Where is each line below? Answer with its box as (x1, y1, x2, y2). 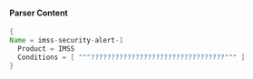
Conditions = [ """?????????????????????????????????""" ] (17, 53, 246, 62)
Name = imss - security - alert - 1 (9, 36, 124, 45)
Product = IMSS (17, 44, 75, 54)
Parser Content (9, 7, 68, 18)
